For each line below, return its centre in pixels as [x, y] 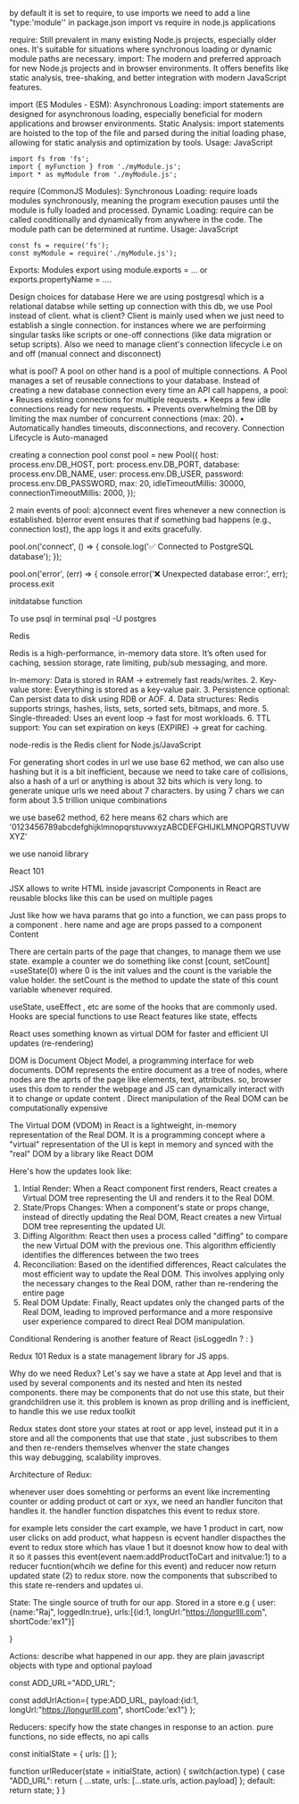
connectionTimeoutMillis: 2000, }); [73, 493]
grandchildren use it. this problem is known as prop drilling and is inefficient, [149, 1402]
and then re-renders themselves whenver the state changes [120, 1448]
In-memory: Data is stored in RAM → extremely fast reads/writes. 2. [134, 680]
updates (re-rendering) [51, 1043]
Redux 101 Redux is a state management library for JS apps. [119, 1356]
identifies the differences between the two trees [110, 1255]
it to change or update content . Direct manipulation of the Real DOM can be [149, 1098]
